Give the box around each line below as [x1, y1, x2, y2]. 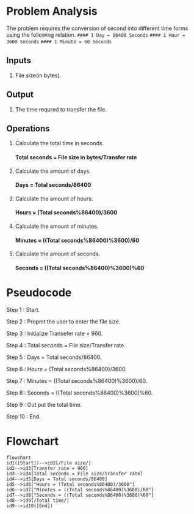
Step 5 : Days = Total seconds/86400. [6, 353, 102, 361]
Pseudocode [6, 285, 72, 300]
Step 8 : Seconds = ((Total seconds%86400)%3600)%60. [6, 389, 153, 396]
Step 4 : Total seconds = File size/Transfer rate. [6, 341, 126, 349]
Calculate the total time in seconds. [15, 140, 104, 147]
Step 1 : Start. [6, 306, 40, 313]
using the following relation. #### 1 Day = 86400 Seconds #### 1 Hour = [6, 31, 185, 38]
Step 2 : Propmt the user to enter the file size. [6, 317, 121, 325]
